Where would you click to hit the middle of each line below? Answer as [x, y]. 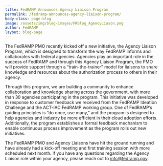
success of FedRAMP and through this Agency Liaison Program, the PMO [79, 62]
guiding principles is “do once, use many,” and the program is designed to [80, 113]
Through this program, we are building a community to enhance [69, 87]
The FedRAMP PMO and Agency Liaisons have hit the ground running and [80, 143]
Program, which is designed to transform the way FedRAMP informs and [78, 51]
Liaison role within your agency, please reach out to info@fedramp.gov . [77, 158]
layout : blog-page [24, 32]
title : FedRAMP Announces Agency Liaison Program [57, 10]
